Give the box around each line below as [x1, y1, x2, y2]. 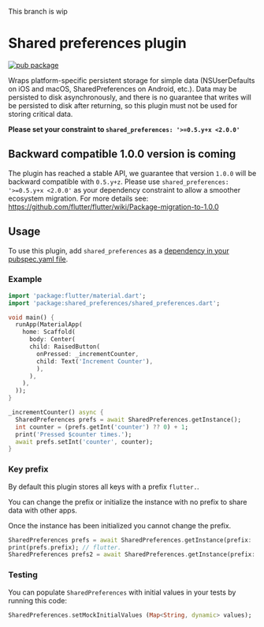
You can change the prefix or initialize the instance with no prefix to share [8, 497, 247, 506]
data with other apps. [8, 505, 77, 515]
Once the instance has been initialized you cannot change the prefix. [8, 520, 232, 530]
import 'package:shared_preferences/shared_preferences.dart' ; [8, 299, 221, 307]
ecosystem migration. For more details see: [8, 193, 149, 203]
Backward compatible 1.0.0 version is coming [8, 148, 236, 161]
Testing [8, 569, 38, 580]
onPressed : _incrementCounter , [36, 350, 139, 358]
